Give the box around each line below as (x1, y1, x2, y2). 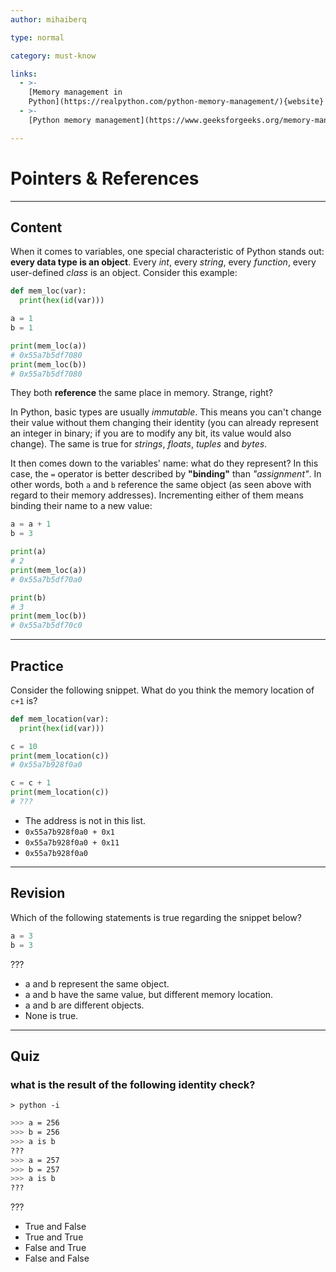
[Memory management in (28, 87, 123, 98)
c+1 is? (10, 694, 38, 706)
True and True (24, 1231, 84, 1243)
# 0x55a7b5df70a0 (10, 574, 83, 585)
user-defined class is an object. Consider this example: (10, 267, 238, 279)
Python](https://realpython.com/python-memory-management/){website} (28, 97, 325, 107)
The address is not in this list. (24, 814, 146, 826)
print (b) (10, 592, 47, 603)
